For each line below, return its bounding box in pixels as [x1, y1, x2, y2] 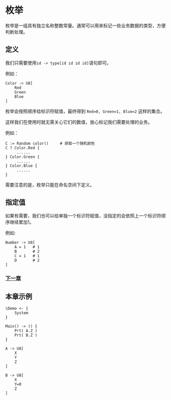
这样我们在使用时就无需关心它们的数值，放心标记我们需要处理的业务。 [5, 119, 153, 125]
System [14, 310, 28, 316]
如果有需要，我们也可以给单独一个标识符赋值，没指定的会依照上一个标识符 [5, 212, 161, 219]
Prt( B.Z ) [14, 333, 38, 338]
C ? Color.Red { [5, 145, 40, 150]
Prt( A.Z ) [14, 328, 38, 334]
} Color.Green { [5, 154, 40, 159]
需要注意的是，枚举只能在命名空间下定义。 [5, 181, 95, 188]
